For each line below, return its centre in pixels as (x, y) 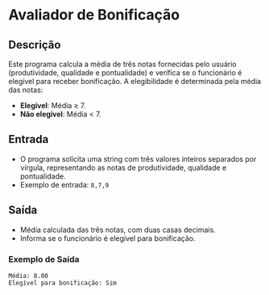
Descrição (35, 45)
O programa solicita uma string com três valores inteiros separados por (138, 158)
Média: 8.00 (28, 276)
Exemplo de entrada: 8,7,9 (64, 184)
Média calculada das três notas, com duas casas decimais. (118, 230)
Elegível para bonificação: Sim (62, 283)
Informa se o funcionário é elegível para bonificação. (108, 238)
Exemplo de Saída (44, 259)
